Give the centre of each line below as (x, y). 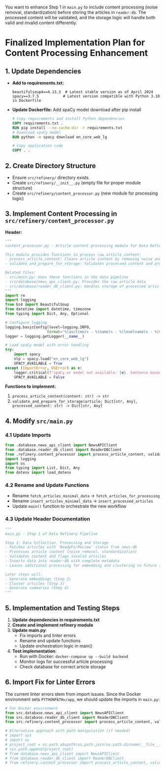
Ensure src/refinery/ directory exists (50, 177)
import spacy (27, 354)
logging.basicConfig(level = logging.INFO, (48, 327)
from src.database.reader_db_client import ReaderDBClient (67, 717)
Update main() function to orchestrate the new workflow (69, 506)
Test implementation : (34, 651)
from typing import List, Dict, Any (42, 468)
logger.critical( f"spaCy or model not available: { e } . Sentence (81, 372)
